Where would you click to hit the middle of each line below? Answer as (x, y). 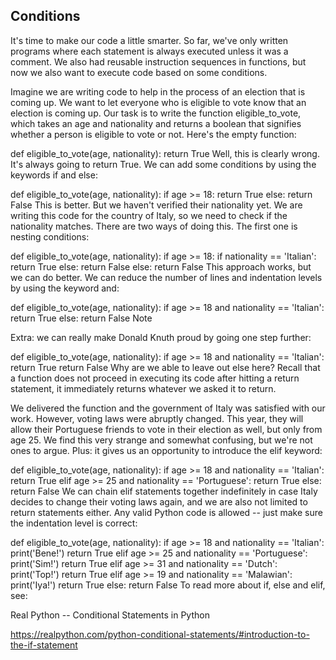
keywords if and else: (54, 175)
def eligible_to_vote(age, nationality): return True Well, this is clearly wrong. (165, 153)
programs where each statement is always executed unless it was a (149, 51)
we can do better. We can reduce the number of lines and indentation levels (166, 277)
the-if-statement (44, 645)
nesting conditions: (50, 236)
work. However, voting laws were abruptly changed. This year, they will (157, 418)
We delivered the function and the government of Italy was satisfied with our (168, 408)
